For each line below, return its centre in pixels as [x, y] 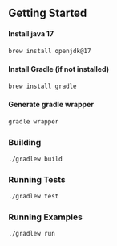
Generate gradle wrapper [51, 105]
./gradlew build [35, 159]
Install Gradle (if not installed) [59, 69]
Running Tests [37, 179]
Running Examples [45, 217]
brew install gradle [43, 86]
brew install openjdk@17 [50, 51]
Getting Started [48, 13]
